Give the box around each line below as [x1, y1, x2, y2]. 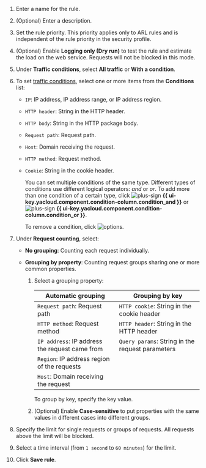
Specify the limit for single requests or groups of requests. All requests [15, 426, 194, 433]
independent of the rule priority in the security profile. [15, 35, 152, 42]
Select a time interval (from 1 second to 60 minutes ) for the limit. [15, 444, 177, 451]
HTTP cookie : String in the [119, 302, 192, 310]
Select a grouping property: [34, 277, 104, 284]
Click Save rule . [15, 456, 56, 463]
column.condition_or [24, 211, 79, 218]
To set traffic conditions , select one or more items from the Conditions [15, 78, 194, 84]
